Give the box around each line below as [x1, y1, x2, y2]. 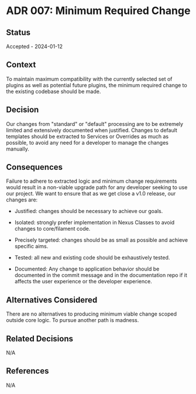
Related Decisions [6, 334, 74, 344]
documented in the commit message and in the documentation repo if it [14, 272, 187, 279]
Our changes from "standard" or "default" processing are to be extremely [6, 120, 183, 127]
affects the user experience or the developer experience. [14, 278, 152, 285]
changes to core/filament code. [14, 225, 91, 232]
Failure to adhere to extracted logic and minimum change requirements [6, 177, 177, 185]
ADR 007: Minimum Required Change [6, 4, 191, 18]
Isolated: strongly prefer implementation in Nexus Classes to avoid [14, 219, 175, 226]
